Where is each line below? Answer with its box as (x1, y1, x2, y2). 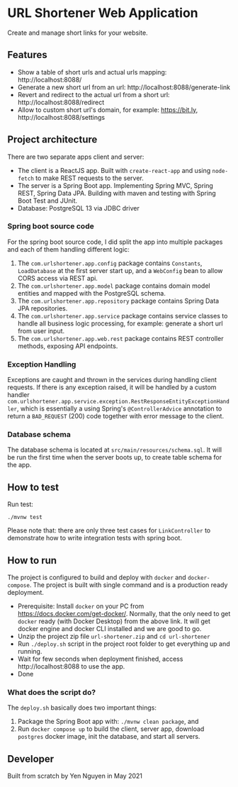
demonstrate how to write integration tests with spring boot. (7, 534, 183, 542)
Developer (7, 753, 55, 765)
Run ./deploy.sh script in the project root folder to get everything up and (17, 640, 230, 648)
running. (17, 647, 42, 656)
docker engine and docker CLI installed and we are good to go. (17, 625, 202, 633)
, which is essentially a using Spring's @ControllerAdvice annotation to (16, 404, 222, 413)
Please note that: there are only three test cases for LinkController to (7, 526, 211, 535)
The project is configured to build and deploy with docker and (7, 573, 186, 582)
